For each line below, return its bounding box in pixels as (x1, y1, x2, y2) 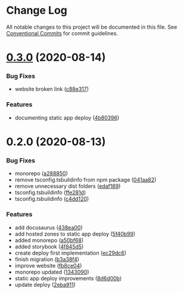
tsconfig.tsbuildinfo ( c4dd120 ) (14, 195, 89, 203)
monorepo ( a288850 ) (14, 170, 68, 177)
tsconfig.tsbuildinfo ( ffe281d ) (14, 189, 86, 196)
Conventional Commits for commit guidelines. (6, 29, 118, 36)
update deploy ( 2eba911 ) (14, 281, 76, 288)
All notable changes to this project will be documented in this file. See (6, 23, 178, 30)
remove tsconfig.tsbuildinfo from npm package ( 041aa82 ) (14, 176, 157, 183)
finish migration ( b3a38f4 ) (14, 255, 79, 263)
